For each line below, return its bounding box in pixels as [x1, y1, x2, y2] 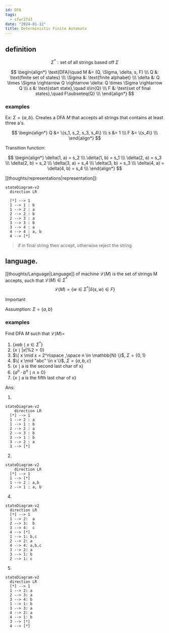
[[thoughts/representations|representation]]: [5, 175, 97, 181]
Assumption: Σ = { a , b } [5, 306, 53, 312]
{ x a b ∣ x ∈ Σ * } [12, 340, 43, 348]
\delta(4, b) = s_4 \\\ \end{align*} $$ [47, 165, 123, 171]
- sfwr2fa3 [10, 17, 33, 22]
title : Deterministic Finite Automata [5, 26, 87, 31]
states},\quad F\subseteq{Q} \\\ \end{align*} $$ [35, 90, 135, 96]
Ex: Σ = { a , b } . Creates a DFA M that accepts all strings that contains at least [5, 114, 163, 120]
